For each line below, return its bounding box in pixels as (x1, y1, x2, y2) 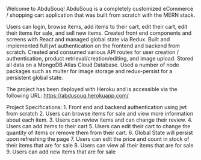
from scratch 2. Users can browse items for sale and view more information (6, 110, 194, 117)
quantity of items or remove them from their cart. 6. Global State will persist (6, 129, 193, 136)
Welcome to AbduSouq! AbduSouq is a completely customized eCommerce (6, 5, 194, 12)
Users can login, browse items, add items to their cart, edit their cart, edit (6, 23, 188, 30)
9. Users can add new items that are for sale (6, 148, 116, 155)
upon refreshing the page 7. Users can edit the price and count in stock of (6, 135, 190, 143)
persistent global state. (6, 74, 63, 81)
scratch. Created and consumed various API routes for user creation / (6, 49, 179, 56)
